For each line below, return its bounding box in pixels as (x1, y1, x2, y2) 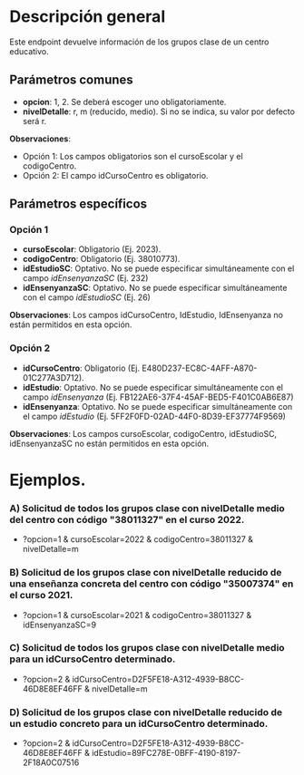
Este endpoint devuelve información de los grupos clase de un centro (9, 36, 270, 47)
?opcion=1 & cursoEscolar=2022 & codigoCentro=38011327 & (22, 534, 254, 545)
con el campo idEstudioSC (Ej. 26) (22, 292, 152, 303)
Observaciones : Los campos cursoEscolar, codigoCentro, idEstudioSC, (9, 428, 278, 439)
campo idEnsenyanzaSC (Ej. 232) (22, 273, 149, 284)
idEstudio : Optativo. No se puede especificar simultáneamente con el (22, 382, 284, 392)
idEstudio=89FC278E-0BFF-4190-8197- (92, 748, 241, 759)
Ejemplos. (9, 470, 86, 490)
